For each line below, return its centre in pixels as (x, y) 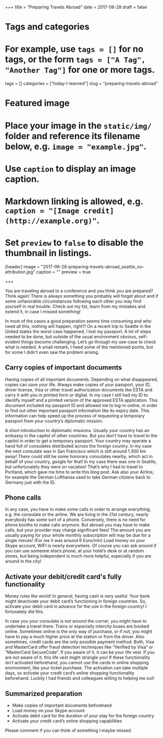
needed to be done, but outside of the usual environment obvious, (71, 336)
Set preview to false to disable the (74, 243)
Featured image (37, 103)
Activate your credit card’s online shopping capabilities (67, 721)
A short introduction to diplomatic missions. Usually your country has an (77, 430)
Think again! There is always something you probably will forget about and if (82, 296)
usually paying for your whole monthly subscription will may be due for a (78, 535)
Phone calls (23, 498)
